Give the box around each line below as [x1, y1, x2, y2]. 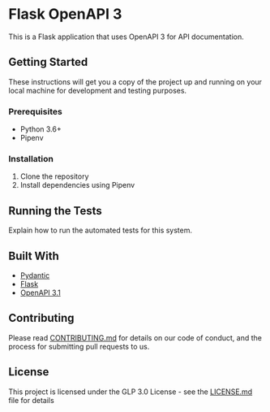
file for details [8, 395, 54, 405]
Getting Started [8, 55, 88, 69]
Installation [8, 153, 54, 164]
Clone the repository [19, 171, 89, 181]
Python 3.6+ [19, 124, 62, 134]
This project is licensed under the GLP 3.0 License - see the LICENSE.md [8, 387, 253, 397]
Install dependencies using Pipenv [19, 180, 135, 190]
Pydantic [19, 270, 50, 280]
